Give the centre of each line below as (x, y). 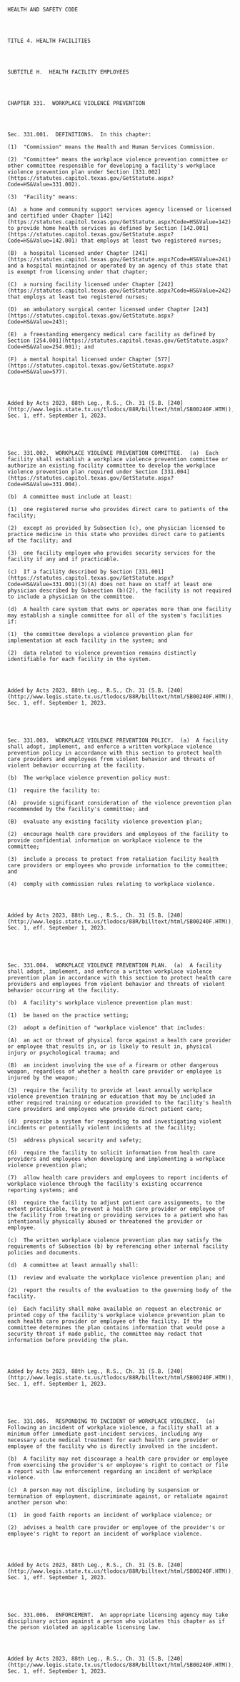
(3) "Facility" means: (43, 197)
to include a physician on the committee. (71, 597)
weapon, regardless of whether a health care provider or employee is (115, 1072)
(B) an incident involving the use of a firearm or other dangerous (113, 1065)
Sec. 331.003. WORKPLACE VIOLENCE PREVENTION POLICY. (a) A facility (118, 740)
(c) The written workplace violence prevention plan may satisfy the (115, 1240)
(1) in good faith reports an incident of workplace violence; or (110, 1515)
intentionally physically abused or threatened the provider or (105, 1222)
